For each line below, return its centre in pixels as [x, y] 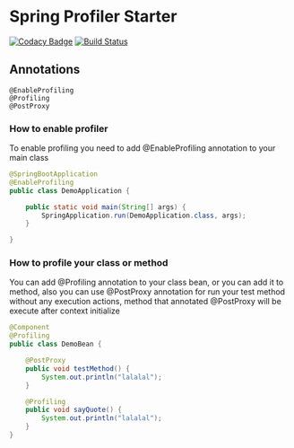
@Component [30, 328]
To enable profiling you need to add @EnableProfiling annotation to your [143, 148]
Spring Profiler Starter [93, 17]
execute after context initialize [65, 311]
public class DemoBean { [56, 344]
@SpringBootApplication [54, 174]
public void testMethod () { [78, 369]
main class [29, 158]
